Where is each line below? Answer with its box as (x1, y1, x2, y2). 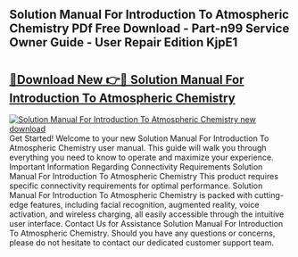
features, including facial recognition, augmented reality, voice (29, 200, 260, 210)
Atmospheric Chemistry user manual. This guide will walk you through (9, 143, 267, 153)
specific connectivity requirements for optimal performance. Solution (9, 180, 263, 191)
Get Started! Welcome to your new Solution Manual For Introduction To (9, 133, 269, 144)
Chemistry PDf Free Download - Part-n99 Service (9, 21, 290, 37)
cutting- (253, 190, 284, 200)
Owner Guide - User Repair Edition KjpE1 (9, 35, 238, 50)
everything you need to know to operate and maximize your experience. (9, 152, 274, 162)
